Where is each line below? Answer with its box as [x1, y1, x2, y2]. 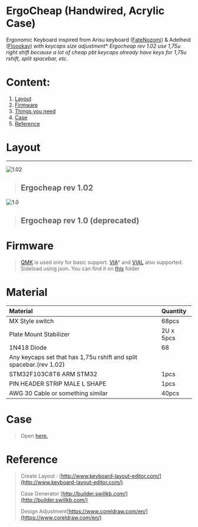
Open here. [20, 432, 48, 439]
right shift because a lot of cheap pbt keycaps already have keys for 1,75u [6, 48, 187, 55]
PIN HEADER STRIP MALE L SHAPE [9, 379, 107, 387]
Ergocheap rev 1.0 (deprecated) [20, 216, 140, 226]
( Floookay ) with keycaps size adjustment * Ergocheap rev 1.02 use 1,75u [6, 42, 181, 50]
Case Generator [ [20, 490, 63, 497]
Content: [6, 75, 51, 89]
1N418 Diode [9, 343, 47, 351]
